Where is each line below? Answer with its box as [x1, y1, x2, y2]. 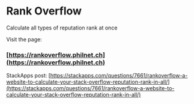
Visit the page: [6, 35, 42, 43]
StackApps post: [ [6, 72, 51, 79]
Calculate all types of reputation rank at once [6, 24, 118, 31]
